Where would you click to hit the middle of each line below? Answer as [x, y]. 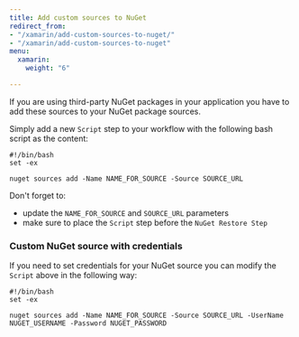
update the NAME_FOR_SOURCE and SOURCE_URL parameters [126, 212]
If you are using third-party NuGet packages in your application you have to [149, 101]
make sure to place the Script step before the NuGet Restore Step [145, 222]
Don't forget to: [37, 195]
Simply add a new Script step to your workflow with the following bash [141, 128]
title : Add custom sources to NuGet [78, 18]
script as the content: [49, 138]
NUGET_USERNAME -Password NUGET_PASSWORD [88, 323]
